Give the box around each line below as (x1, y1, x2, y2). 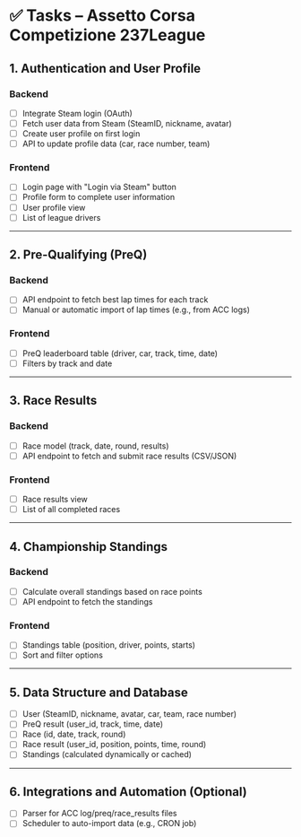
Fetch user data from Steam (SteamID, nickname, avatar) (21, 118, 233, 128)
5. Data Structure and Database (9, 684, 188, 700)
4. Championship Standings (9, 539, 168, 554)
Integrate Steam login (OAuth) (21, 108, 133, 118)
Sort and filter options (21, 650, 103, 660)
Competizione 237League (9, 25, 206, 46)
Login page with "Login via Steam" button (21, 181, 177, 193)
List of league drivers (21, 212, 101, 222)
